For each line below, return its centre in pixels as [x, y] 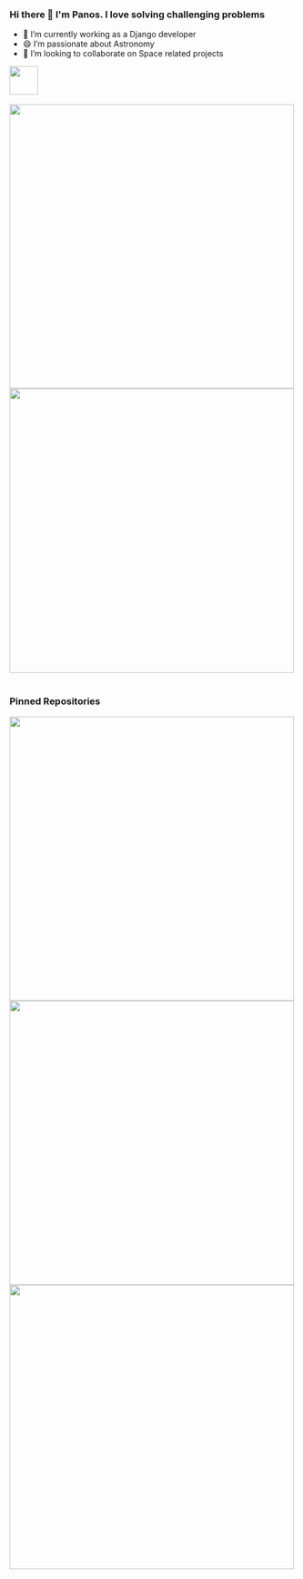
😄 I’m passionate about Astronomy [88, 44]
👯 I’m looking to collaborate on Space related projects [123, 54]
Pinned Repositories [55, 701]
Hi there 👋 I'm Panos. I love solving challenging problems [137, 15]
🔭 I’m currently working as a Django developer [109, 35]
